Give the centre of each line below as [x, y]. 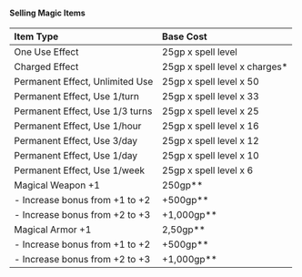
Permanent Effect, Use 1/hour [78, 126]
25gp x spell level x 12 [211, 141]
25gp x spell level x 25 [211, 111]
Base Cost [185, 36]
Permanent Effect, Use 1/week [80, 170]
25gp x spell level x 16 [211, 126]
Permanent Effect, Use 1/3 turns [83, 111]
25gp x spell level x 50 [211, 82]
